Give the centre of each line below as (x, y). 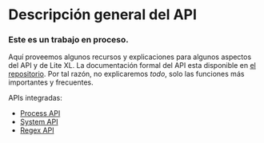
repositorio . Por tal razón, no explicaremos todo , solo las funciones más (126, 74)
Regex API (37, 130)
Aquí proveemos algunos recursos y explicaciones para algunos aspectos (130, 57)
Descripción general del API (103, 15)
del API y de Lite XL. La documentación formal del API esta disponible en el (132, 66)
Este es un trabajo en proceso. (69, 40)
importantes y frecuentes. (51, 82)
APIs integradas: (35, 98)
